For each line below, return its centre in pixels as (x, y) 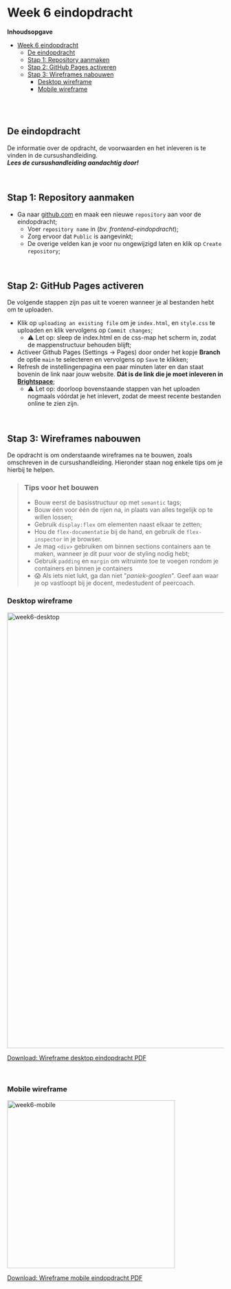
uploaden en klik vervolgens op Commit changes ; (85, 330)
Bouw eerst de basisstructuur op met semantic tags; (108, 503)
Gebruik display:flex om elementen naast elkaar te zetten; (118, 524)
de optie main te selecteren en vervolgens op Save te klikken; (103, 360)
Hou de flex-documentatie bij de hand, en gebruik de (109, 532)
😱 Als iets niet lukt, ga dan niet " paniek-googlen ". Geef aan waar (126, 576)
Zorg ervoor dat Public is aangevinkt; (80, 236)
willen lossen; (54, 517)
